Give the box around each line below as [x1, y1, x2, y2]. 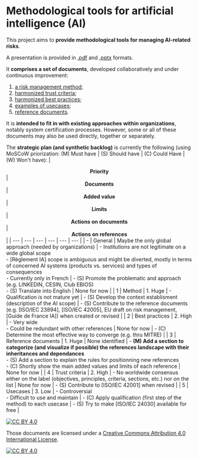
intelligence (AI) [6, 17, 86, 30]
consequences [6, 268, 43, 276]
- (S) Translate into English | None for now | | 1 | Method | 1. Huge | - [6, 287, 172, 294]
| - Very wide [6, 318, 38, 326]
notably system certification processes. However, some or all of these [6, 126, 176, 133]
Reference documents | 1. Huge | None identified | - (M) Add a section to [6, 337, 184, 344]
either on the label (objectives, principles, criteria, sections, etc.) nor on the [6, 375, 189, 382]
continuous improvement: [6, 72, 69, 79]
